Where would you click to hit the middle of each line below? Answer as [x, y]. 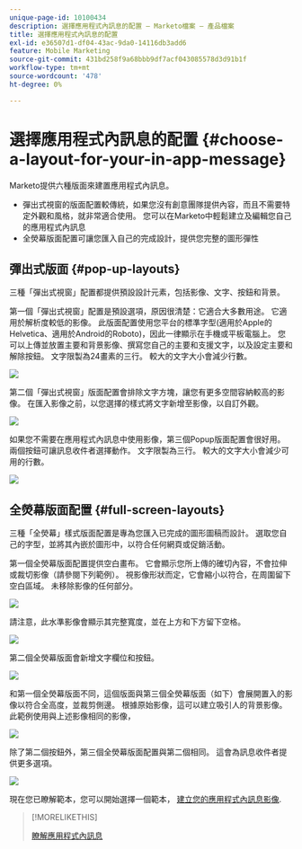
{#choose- [243, 139]
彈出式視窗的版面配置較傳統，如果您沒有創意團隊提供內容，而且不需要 [152, 204]
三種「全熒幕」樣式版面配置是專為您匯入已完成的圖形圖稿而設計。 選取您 [144, 533]
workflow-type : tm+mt [50, 68]
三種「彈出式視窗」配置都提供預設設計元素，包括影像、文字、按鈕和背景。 [147, 292]
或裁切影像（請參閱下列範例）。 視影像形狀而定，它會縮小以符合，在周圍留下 [150, 575]
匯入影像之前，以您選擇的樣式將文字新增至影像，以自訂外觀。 [149, 403]
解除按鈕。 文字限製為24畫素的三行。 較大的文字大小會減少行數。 [131, 357]
